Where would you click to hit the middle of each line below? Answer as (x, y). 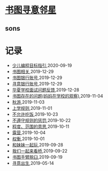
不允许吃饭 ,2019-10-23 (35, 114)
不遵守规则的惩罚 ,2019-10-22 (41, 120)
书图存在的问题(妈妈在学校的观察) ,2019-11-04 (57, 96)
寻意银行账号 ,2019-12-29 (37, 84)
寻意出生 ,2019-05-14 (33, 163)
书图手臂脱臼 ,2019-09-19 (37, 157)
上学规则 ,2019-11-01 (32, 108)
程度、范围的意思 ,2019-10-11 (41, 126)
